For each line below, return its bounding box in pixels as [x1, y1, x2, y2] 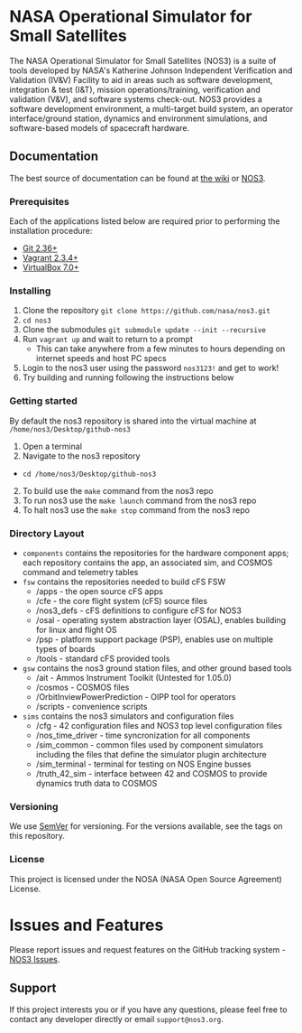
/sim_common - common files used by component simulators [35, 739, 264, 750]
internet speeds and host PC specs [35, 353, 167, 364]
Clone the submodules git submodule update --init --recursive [22, 324, 266, 335]
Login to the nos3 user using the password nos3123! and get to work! [22, 363, 279, 374]
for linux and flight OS [35, 624, 117, 635]
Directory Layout [9, 526, 85, 539]
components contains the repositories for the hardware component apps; [22, 547, 289, 558]
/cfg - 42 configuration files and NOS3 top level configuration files [35, 720, 282, 731]
